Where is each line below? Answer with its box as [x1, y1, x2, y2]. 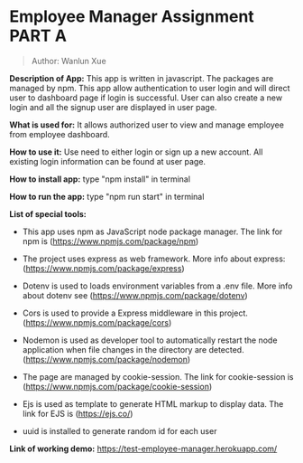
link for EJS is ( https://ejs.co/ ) [22, 408, 133, 419]
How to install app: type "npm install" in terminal [9, 174, 191, 184]
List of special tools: [9, 208, 87, 219]
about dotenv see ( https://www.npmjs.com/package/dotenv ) [22, 289, 248, 300]
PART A [9, 25, 68, 46]
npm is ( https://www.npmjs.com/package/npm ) [22, 235, 199, 246]
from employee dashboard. [9, 128, 110, 139]
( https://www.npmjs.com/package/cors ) [22, 317, 172, 327]
